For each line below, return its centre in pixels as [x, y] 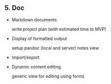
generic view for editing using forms [48, 76]
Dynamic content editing [36, 67]
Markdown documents [34, 19]
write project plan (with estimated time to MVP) [59, 29]
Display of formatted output [39, 38]
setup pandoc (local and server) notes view [55, 48]
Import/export [26, 57]
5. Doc [15, 8]
